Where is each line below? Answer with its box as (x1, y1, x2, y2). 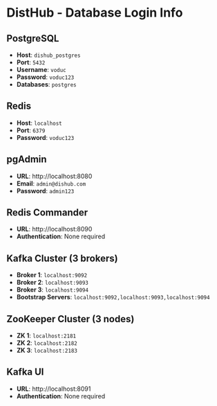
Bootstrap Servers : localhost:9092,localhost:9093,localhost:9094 (16, 293, 210, 301)
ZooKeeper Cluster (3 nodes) (6, 313, 135, 325)
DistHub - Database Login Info (6, 5, 183, 21)
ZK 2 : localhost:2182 (16, 339, 77, 347)
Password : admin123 (16, 186, 75, 195)
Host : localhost (16, 118, 63, 127)
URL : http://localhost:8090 (16, 225, 93, 233)
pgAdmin (6, 154, 47, 166)
